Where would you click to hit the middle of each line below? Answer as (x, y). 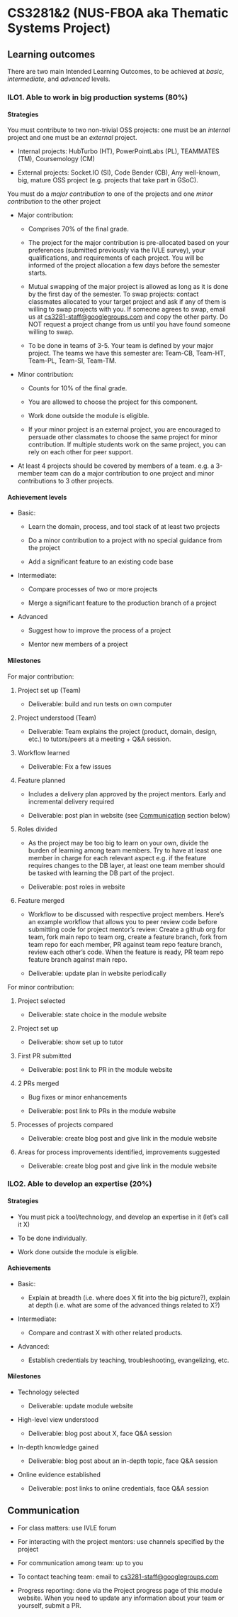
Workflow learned (44, 752)
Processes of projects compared (65, 1124)
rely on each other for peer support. (80, 452)
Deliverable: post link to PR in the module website (100, 1069)
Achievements (29, 1268)
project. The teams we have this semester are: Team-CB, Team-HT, (127, 353)
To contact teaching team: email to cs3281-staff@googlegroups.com (118, 1577)
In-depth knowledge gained (58, 1447)
